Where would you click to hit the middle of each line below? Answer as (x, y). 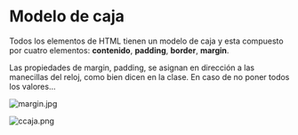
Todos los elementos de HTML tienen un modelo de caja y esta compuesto (146, 41)
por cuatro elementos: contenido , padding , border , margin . (119, 50)
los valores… (32, 86)
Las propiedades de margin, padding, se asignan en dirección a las (132, 67)
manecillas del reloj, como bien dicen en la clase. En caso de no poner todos (149, 76)
